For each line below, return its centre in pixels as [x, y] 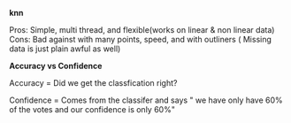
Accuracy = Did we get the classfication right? [93, 83]
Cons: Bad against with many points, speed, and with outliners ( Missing [141, 39]
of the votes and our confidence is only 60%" [92, 109]
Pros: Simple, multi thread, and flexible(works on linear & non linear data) [142, 30]
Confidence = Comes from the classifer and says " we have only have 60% [146, 100]
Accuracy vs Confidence [56, 66]
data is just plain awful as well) [65, 49]
